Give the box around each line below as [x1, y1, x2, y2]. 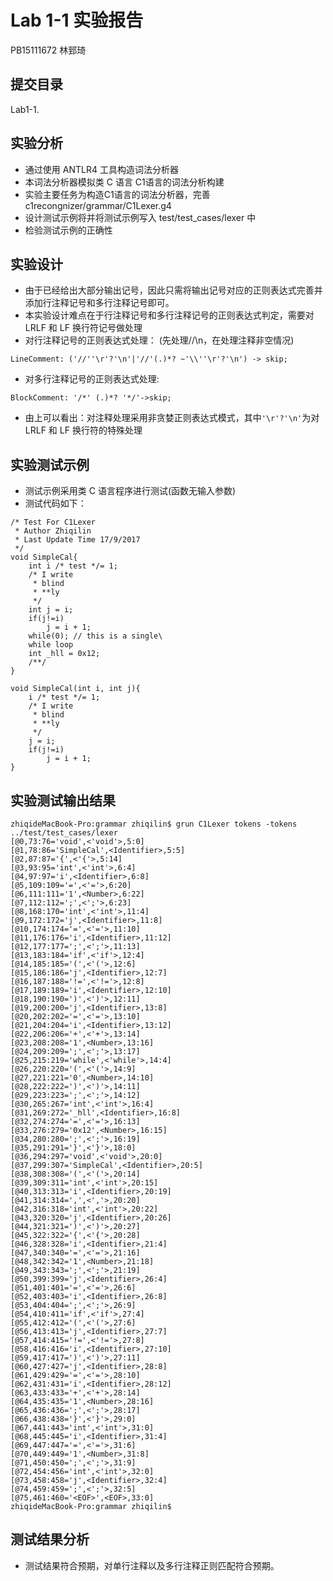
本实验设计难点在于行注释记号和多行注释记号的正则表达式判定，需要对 [24, 309, 315, 321]
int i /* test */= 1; [28, 561, 118, 571]
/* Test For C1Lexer [10, 517, 97, 528]
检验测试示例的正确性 [24, 224, 113, 236]
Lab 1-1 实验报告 [10, 9, 144, 32]
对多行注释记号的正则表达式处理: [24, 373, 160, 385]
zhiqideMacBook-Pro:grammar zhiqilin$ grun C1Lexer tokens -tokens [10, 819, 298, 829]
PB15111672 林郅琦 [10, 44, 87, 56]
